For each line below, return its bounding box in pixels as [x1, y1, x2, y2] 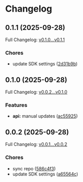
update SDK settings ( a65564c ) [12, 171, 78, 177]
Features [5, 102, 28, 109]
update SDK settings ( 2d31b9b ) [12, 61, 78, 67]
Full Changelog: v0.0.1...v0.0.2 [5, 141, 67, 148]
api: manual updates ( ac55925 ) [12, 113, 78, 119]
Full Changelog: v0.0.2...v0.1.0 [5, 89, 68, 95]
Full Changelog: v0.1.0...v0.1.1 [5, 37, 65, 43]
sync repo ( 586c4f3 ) [12, 165, 56, 171]
